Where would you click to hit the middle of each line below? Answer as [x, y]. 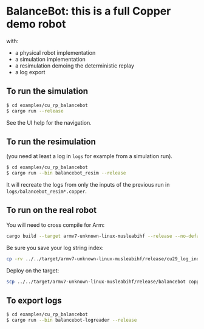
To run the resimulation [51, 141]
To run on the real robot [52, 210]
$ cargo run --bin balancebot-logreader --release [72, 320]
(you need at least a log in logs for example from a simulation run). [90, 156]
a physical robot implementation [55, 52]
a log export [30, 72]
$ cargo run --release [35, 111]
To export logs [34, 300]
